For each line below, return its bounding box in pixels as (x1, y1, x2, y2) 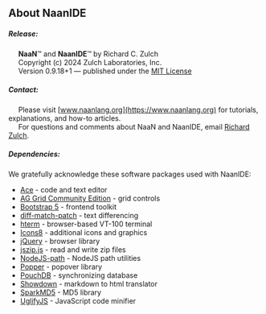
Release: (8, 28, 39, 39)
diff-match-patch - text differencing (19, 211, 139, 221)
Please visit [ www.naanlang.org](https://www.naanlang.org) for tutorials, (18, 105, 259, 115)
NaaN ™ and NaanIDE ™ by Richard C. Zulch (18, 49, 159, 59)
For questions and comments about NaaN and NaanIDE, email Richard (18, 122, 251, 132)
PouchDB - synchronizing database (19, 271, 138, 280)
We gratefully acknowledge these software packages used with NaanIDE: (8, 169, 252, 180)
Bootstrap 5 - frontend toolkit (19, 202, 117, 212)
